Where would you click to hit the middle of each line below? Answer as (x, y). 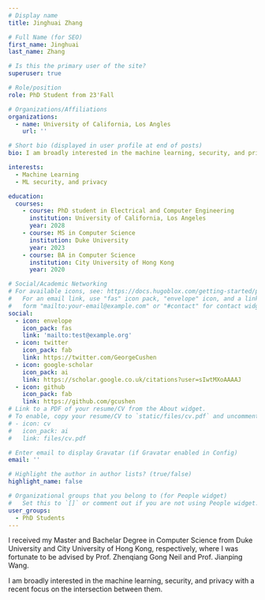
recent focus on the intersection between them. (86, 589)
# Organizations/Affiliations (58, 109)
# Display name (33, 15)
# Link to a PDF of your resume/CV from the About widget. (107, 409)
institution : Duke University (78, 240)
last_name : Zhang (37, 52)
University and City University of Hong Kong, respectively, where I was (123, 549)
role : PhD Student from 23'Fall (61, 95)
